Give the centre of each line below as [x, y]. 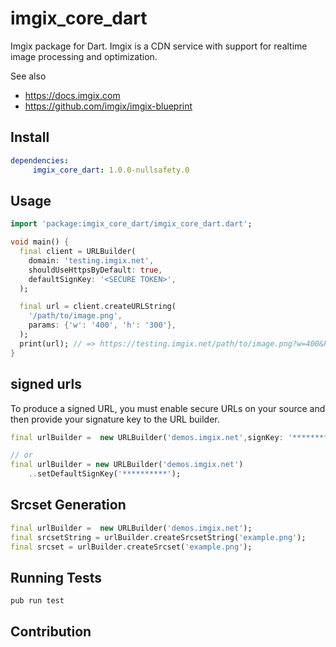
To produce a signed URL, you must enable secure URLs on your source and [168, 408]
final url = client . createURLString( [98, 307]
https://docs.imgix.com [72, 95]
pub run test [37, 601]
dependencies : [40, 160]
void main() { [40, 242]
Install [30, 137]
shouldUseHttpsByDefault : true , [95, 270]
